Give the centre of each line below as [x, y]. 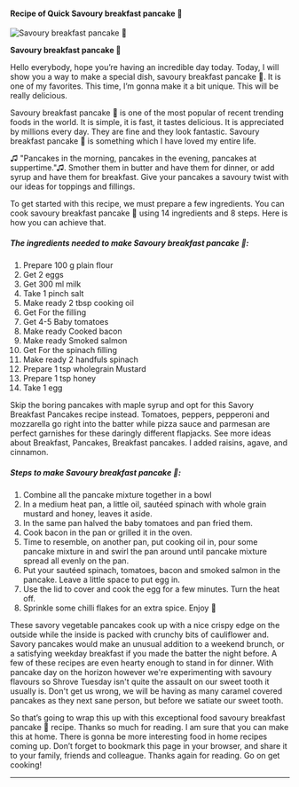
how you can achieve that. [58, 223]
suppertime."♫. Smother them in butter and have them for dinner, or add [142, 168]
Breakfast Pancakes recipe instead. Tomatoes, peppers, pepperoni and [140, 414]
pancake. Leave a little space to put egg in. [102, 580]
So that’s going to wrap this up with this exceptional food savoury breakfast [148, 718]
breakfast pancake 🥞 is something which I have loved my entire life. [133, 141]
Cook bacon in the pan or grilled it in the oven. [108, 532]
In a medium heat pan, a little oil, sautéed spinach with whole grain [145, 504]
